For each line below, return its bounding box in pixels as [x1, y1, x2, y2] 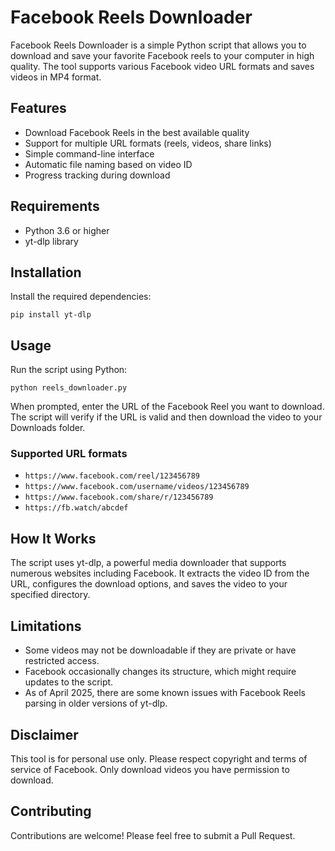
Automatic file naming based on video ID [24, 158, 193, 170]
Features [10, 100, 67, 117]
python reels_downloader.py [10, 383, 128, 393]
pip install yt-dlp [10, 310, 92, 320]
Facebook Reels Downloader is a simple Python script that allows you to [10, 39, 307, 51]
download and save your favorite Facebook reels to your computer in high [10, 49, 315, 61]
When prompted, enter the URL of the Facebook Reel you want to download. [10, 401, 325, 413]
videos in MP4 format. [10, 71, 102, 83]
